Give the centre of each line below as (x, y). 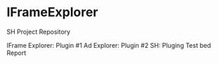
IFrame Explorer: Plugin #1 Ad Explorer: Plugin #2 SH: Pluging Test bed (109, 45)
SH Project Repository (39, 32)
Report (17, 53)
